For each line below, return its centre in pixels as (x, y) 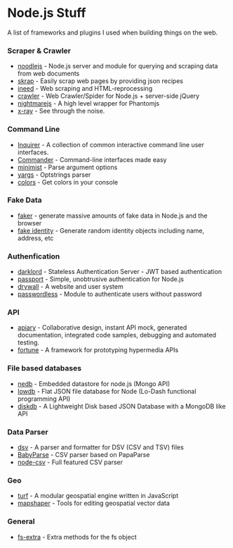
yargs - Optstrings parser (54, 175)
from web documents (48, 74)
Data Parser (28, 432)
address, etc (35, 238)
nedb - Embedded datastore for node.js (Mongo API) (94, 384)
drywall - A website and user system (71, 287)
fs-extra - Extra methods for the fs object (77, 537)
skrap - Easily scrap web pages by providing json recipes (100, 81)
